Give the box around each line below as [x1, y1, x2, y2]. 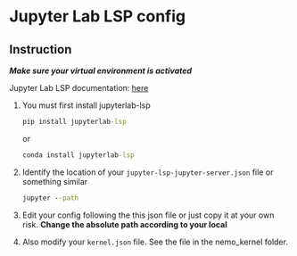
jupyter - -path [21, 194, 79, 202]
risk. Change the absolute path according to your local [21, 219, 227, 229]
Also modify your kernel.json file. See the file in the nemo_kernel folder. [21, 236, 288, 247]
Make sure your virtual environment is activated [9, 65, 193, 76]
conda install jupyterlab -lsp [21, 150, 136, 160]
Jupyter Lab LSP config [9, 6, 186, 27]
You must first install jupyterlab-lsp [21, 100, 152, 111]
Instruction [9, 42, 72, 57]
